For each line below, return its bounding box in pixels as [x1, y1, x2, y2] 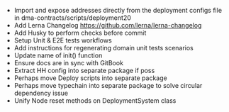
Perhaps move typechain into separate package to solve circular [13, 82, 203, 89]
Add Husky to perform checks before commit [13, 28, 147, 37]
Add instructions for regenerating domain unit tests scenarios [13, 44, 194, 52]
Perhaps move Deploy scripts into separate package [13, 74, 168, 82]
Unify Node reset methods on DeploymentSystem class [13, 96, 177, 105]
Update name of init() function [13, 51, 103, 60]
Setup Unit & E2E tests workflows [13, 36, 112, 45]
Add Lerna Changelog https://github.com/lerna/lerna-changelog [13, 21, 202, 29]
